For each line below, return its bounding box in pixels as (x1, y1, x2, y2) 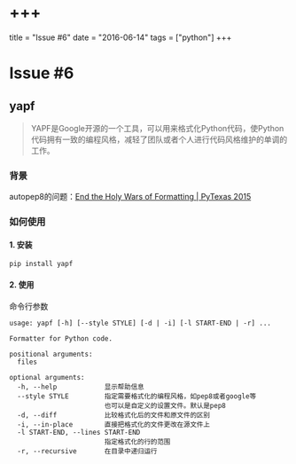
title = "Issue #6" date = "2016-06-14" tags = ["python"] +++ (9, 32, 232, 43)
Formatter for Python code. (9, 334, 113, 343)
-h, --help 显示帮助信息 (17, 382, 144, 391)
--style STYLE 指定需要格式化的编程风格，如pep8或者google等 (17, 391, 257, 401)
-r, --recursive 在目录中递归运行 (17, 446, 158, 455)
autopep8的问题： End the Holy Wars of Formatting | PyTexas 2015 (9, 192, 252, 202)
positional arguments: (9, 350, 93, 358)
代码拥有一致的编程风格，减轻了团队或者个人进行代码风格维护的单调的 (30, 134, 288, 145)
